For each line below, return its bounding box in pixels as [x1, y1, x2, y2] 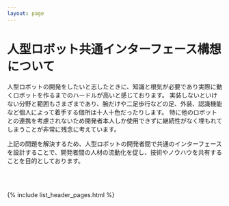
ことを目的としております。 [7, 156, 84, 164]
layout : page [7, 10, 44, 17]
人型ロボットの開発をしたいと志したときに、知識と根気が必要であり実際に [7, 83, 217, 91]
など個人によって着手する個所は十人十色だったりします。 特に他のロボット [7, 108, 217, 116]
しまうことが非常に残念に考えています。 [7, 125, 120, 133]
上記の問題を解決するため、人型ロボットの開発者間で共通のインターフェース [7, 139, 222, 147]
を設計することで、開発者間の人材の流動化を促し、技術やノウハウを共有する [7, 148, 223, 156]
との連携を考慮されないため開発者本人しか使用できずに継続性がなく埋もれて [7, 117, 223, 125]
